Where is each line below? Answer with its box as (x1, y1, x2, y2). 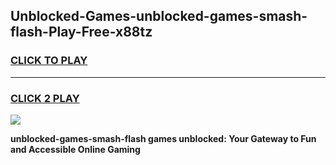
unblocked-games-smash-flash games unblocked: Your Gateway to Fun (10, 132, 317, 144)
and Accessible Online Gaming (10, 143, 141, 155)
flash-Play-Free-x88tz (10, 24, 153, 41)
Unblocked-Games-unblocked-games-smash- (10, 8, 308, 25)
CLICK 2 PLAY (10, 91, 80, 105)
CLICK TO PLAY (10, 54, 88, 68)
